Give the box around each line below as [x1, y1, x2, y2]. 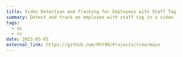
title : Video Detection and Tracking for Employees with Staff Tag [6, 8, 177, 15]
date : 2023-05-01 [6, 36, 49, 42]
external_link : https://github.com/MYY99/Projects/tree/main [6, 42, 161, 48]
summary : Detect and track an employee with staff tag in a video [6, 14, 174, 20]
